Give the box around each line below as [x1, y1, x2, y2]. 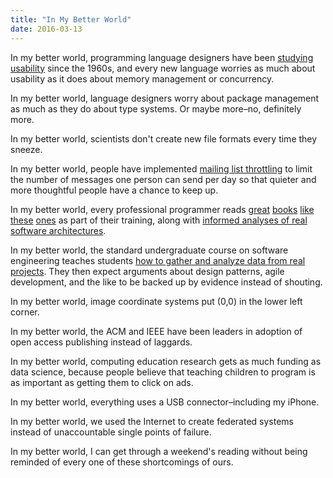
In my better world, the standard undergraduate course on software [10, 244, 289, 256]
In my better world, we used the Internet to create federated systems [10, 415, 294, 427]
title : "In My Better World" [10, 14, 132, 25]
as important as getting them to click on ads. [10, 376, 194, 388]
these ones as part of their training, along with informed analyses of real [10, 214, 308, 226]
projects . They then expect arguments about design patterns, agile [10, 265, 285, 277]
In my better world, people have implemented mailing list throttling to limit [10, 162, 313, 175]
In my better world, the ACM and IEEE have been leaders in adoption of [10, 325, 303, 337]
